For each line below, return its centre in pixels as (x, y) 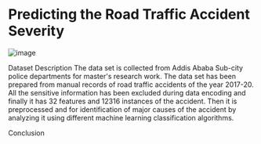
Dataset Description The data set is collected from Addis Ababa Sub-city (126, 67)
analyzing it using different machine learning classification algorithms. (121, 117)
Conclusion (27, 133)
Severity (36, 31)
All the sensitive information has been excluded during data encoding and (127, 92)
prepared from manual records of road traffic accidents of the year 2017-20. (131, 85)
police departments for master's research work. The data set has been (122, 76)
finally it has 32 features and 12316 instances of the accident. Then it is (123, 101)
